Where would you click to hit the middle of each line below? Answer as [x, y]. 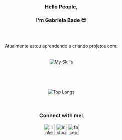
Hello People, [61, 7]
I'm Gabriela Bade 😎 [61, 20]
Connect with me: [61, 116]
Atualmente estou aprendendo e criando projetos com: [61, 46]
